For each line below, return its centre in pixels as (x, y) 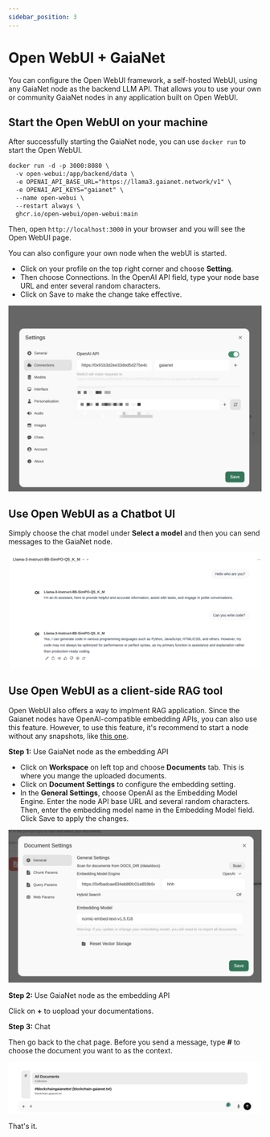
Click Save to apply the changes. (74, 818)
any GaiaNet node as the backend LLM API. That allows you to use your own (135, 88)
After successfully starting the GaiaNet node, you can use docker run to (127, 142)
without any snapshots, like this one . (69, 736)
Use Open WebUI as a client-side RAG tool (116, 691)
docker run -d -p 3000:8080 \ (59, 166)
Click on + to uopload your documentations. (81, 1011)
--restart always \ (48, 206)
